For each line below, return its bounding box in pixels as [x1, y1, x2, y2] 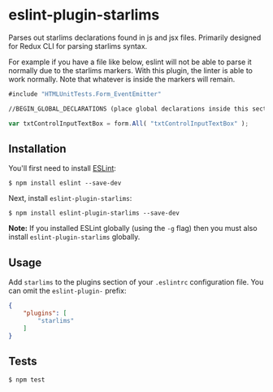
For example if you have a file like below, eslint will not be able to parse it [8, 57, 252, 67]
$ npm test [8, 376, 45, 384]
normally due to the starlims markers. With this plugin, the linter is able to [8, 65, 253, 75]
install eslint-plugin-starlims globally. [8, 232, 141, 242]
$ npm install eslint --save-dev [8, 179, 122, 188]
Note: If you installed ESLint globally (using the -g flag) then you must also [8, 224, 258, 233]
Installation [8, 142, 67, 155]
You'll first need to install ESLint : [8, 163, 116, 173]
